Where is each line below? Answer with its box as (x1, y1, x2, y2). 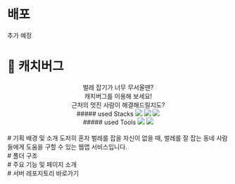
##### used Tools (83, 118, 136, 126)
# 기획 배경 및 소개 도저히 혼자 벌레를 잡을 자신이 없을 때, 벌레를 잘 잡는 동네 (7, 133, 215, 142)
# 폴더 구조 (7, 151, 38, 159)
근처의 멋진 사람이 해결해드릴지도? (71, 100, 165, 109)
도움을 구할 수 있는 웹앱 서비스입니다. (25, 142, 128, 151)
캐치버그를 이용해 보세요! (84, 92, 153, 100)
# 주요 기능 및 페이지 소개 (7, 160, 77, 168)
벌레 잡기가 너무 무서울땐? (82, 82, 154, 92)
